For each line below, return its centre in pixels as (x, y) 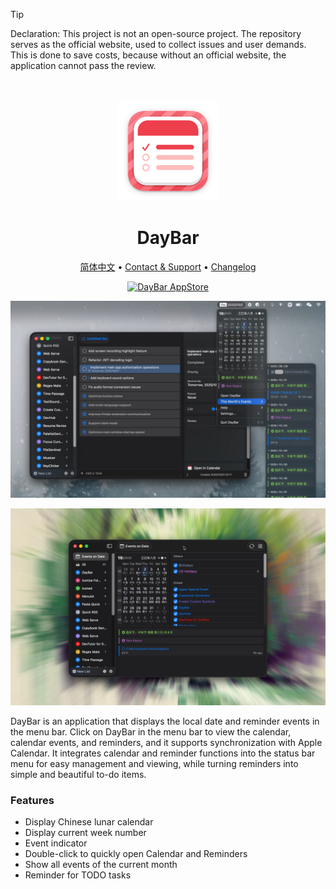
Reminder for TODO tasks (78, 875)
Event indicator (56, 843)
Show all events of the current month (101, 865)
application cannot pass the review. (83, 65)
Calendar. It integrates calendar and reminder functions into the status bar (163, 753)
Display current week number (85, 833)
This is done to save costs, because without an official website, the (148, 55)
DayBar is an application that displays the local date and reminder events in (165, 721)
